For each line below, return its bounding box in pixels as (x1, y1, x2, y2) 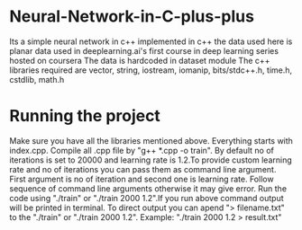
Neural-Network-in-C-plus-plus (9, 6, 255, 27)
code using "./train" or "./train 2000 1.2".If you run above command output (9, 192, 284, 203)
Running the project (9, 106, 160, 127)
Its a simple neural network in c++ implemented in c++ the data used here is (9, 36, 293, 47)
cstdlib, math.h (9, 74, 65, 84)
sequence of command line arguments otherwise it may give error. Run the (9, 182, 287, 194)
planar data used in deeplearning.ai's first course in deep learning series (9, 45, 279, 56)
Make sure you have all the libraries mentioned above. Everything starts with (9, 135, 293, 146)
